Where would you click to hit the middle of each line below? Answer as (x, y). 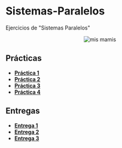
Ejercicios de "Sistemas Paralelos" (48, 28)
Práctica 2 (27, 79)
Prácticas (24, 58)
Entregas (23, 111)
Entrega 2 (27, 132)
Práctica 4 (27, 92)
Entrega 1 (26, 125)
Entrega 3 (27, 138)
